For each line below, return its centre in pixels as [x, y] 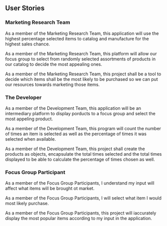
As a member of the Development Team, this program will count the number [83, 128]
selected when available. [31, 139]
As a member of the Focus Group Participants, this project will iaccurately [81, 213]
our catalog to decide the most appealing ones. [54, 64]
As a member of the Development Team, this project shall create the [75, 149]
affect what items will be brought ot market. [50, 189]
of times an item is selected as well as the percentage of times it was [76, 134]
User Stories [25, 8]
